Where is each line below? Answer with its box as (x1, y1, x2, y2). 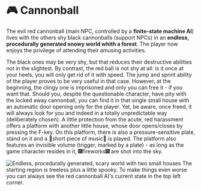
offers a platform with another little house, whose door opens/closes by (6, 122, 183, 129)
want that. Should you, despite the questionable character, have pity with (6, 90, 187, 97)
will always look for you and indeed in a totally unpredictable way (6, 109, 167, 117)
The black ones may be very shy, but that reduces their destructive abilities (6, 58, 192, 65)
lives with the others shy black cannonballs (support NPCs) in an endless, (6, 34, 190, 41)
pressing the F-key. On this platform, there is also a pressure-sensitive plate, (6, 129, 196, 136)
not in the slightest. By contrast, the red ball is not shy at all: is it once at (6, 64, 184, 71)
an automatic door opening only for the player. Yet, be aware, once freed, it (6, 103, 192, 110)
